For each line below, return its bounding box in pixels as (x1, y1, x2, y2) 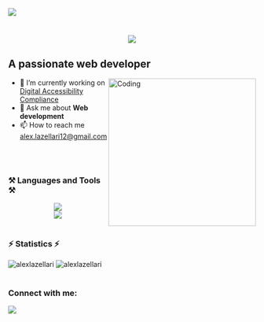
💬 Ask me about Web (19, 103, 89, 113)
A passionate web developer (8, 57, 151, 70)
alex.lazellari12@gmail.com (19, 131, 108, 141)
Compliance (19, 94, 59, 104)
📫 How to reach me (19, 120, 85, 129)
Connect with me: (8, 287, 78, 298)
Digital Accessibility (19, 87, 84, 95)
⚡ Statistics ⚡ (8, 239, 60, 250)
